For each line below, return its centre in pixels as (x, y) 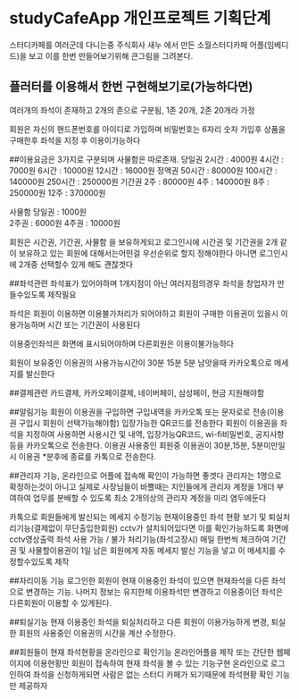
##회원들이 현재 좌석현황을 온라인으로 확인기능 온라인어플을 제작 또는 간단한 (142, 652)
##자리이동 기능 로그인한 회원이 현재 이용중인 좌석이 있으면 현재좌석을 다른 (139, 580)
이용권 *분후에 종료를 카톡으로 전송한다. (87, 456)
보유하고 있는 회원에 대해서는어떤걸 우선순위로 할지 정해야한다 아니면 (137, 253)
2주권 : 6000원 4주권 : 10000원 (65, 223)
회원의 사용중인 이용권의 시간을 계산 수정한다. (97, 633)
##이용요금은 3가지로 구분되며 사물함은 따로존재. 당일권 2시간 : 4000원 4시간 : (146, 159)
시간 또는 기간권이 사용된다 (94, 324)
